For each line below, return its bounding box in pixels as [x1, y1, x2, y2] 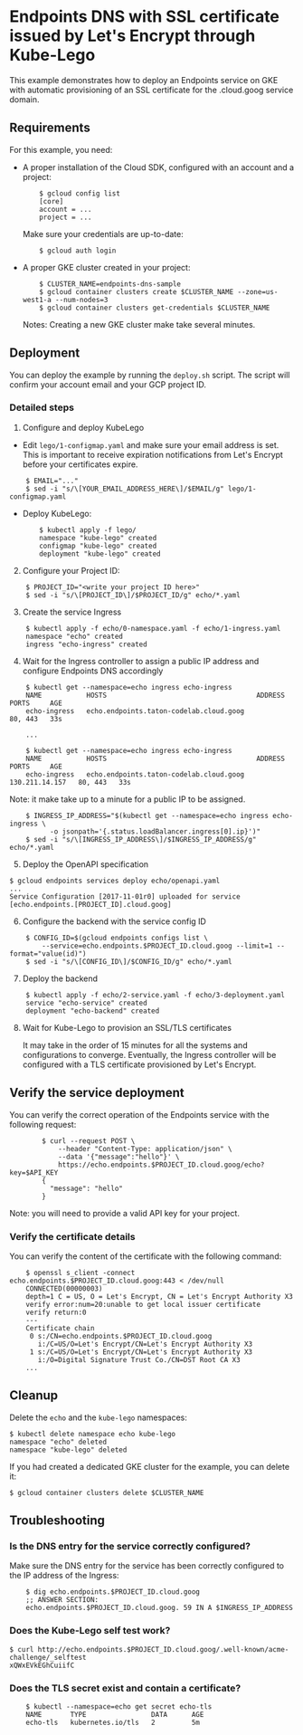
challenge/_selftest [9, 1653, 88, 1662]
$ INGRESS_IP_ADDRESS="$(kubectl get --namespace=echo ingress [25, 811, 270, 820]
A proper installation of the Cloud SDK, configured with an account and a [22, 161, 295, 173]
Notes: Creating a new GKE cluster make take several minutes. [22, 319, 256, 329]
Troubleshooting [9, 1513, 106, 1529]
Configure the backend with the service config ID [22, 916, 206, 927]
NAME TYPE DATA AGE [25, 1711, 204, 1720]
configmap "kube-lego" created [39, 541, 157, 550]
